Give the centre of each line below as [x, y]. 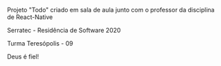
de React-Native [30, 17]
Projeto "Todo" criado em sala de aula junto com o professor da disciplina [111, 10]
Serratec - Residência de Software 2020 [64, 30]
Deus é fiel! [23, 56]
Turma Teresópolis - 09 [40, 43]
